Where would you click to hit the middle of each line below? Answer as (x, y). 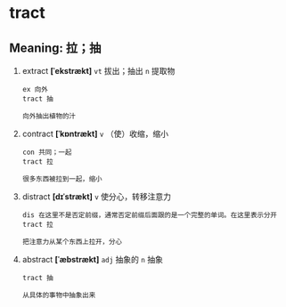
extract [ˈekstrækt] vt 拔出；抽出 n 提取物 (98, 71)
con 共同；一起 (47, 152)
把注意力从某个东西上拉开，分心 (72, 242)
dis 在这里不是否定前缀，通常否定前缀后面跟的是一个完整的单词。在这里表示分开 (150, 215)
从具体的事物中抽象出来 (59, 295)
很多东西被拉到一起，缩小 (62, 179)
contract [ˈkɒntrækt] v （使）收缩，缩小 (95, 133)
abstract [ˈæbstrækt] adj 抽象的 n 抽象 (92, 259)
